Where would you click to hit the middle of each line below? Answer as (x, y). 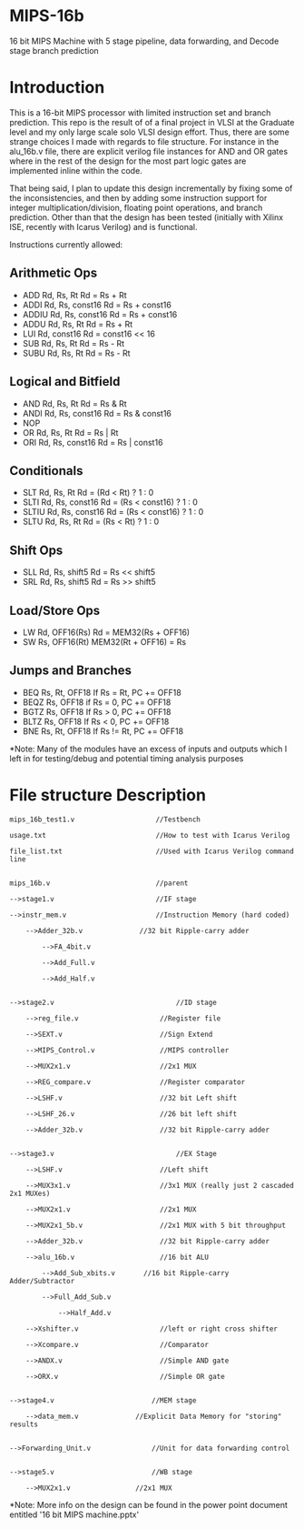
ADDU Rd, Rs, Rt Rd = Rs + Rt (78, 324)
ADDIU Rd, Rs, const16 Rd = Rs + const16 (100, 314)
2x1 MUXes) (30, 1193)
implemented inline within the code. (76, 170)
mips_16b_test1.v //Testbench (105, 820)
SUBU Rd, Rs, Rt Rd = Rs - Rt (76, 353)
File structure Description (108, 795)
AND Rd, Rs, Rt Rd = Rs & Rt (74, 403)
